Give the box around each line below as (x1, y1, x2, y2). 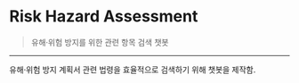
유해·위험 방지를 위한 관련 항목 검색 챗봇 (30, 37, 169, 47)
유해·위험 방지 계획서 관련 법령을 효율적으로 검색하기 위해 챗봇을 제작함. (9, 64, 256, 75)
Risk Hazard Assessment (9, 6, 198, 27)
